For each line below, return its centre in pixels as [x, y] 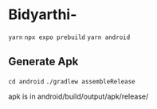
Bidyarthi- [43, 15]
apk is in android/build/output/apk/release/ [78, 96]
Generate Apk [43, 62]
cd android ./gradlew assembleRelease [72, 81]
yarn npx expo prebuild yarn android [69, 37]
